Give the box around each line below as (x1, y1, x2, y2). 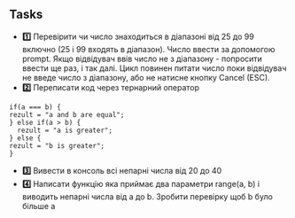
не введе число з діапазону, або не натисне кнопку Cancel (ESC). (21, 72, 270, 82)
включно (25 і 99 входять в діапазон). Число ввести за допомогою (21, 43, 276, 54)
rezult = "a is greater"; (17, 126, 113, 135)
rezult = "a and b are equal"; (9, 110, 125, 119)
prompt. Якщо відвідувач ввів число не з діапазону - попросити (21, 53, 263, 64)
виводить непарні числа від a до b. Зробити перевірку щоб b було (21, 191, 273, 202)
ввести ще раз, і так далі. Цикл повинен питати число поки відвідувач (21, 62, 287, 74)
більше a (21, 200, 56, 211)
